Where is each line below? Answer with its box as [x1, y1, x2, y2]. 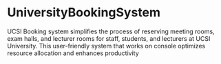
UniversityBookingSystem [7, 5, 160, 20]
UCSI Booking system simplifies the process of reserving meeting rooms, [7, 27, 215, 35]
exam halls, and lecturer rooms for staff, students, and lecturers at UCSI [7, 34, 211, 42]
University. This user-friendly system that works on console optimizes [7, 42, 206, 50]
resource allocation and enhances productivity [7, 49, 139, 57]
